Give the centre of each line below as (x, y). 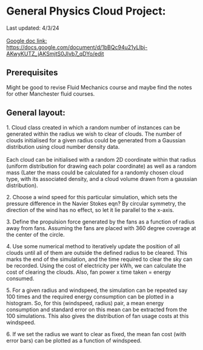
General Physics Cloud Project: (86, 11)
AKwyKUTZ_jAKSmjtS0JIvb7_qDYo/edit (55, 53)
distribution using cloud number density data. (63, 147)
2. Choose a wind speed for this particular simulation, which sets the (92, 197)
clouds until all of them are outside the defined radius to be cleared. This (97, 253)
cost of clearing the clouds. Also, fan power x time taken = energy (89, 272)
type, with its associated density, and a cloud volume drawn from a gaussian (102, 179)
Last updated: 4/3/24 (33, 28)
